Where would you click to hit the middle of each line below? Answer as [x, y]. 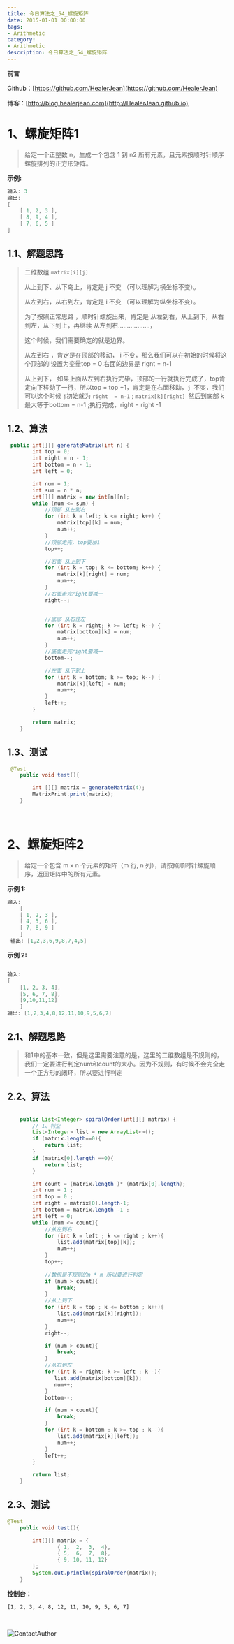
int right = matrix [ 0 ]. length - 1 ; [81, 1203]
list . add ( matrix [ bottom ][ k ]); [98, 1378]
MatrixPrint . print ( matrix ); [73, 794]
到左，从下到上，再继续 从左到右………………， [90, 325]
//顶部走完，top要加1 [72, 542]
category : [22, 40]
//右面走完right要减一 [74, 594]
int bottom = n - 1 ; [62, 465]
